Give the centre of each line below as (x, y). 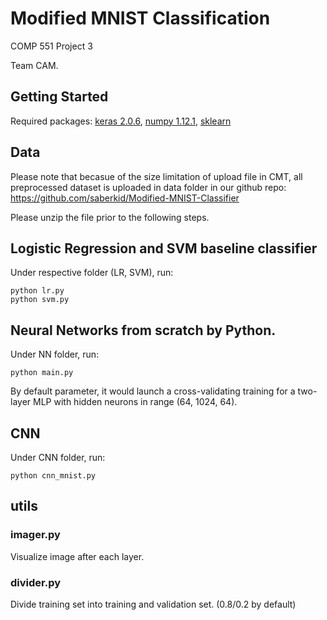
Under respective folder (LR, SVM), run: (92, 273)
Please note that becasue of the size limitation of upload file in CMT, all (156, 176)
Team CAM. (34, 65)
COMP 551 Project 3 (51, 46)
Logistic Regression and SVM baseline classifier (164, 248)
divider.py (36, 582)
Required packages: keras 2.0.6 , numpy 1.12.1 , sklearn (121, 121)
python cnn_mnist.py (53, 476)
